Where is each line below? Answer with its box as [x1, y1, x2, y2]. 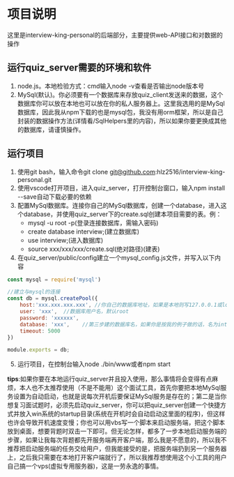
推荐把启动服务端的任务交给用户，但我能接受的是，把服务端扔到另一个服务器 [7, 444, 227, 453]
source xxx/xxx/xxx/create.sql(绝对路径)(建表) [27, 245, 160, 253]
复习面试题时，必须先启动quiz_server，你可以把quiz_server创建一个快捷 [13, 401, 221, 409]
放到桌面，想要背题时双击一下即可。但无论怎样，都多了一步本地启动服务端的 [7, 427, 227, 436]
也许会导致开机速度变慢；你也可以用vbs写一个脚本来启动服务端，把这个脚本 [7, 418, 225, 427]
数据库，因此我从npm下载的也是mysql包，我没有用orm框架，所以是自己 [17, 107, 224, 116]
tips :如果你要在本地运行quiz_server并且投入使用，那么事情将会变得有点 [7, 374, 212, 384]
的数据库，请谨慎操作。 [17, 125, 85, 133]
